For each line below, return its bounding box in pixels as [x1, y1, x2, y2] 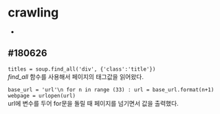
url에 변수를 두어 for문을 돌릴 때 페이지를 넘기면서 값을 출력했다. [8, 99, 179, 107]
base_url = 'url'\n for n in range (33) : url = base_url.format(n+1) [8, 86, 214, 93]
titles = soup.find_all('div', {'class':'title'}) [8, 65, 156, 73]
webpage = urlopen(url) [8, 92, 76, 99]
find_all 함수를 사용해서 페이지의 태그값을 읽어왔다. [8, 72, 144, 80]
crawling [8, 5, 59, 21]
